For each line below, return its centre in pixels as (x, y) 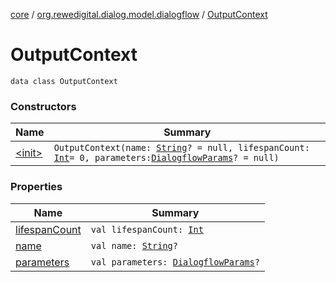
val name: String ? (134, 245)
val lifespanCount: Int (147, 229)
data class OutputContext (64, 81)
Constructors (43, 106)
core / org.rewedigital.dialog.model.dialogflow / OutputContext (139, 14)
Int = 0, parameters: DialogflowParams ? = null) (166, 158)
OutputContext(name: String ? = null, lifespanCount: (181, 148)
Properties (36, 187)
